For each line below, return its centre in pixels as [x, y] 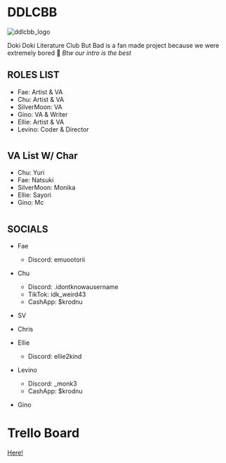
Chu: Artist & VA [41, 99]
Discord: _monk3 [52, 383]
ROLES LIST [33, 75]
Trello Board [44, 433]
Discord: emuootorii [56, 259]
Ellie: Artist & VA [41, 122]
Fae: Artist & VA [40, 91]
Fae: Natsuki [35, 180]
